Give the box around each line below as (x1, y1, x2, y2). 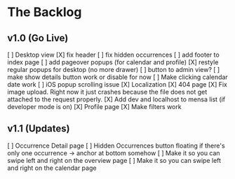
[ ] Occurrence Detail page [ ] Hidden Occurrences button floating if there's (7, 141, 226, 150)
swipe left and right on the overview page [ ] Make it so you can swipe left (7, 156, 222, 164)
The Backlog (7, 4, 82, 20)
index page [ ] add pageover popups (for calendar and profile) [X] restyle (7, 58, 219, 66)
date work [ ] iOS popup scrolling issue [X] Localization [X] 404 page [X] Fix (7, 80, 228, 88)
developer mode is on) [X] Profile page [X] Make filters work (7, 103, 182, 110)
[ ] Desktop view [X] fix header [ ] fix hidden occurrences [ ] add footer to (7, 50, 220, 59)
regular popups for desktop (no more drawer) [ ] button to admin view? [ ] (7, 66, 220, 73)
